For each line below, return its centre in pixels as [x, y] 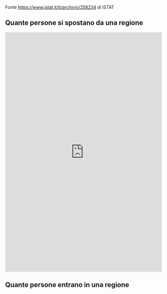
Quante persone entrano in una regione [67, 285]
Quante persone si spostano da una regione [74, 23]
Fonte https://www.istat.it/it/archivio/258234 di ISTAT [60, 7]
